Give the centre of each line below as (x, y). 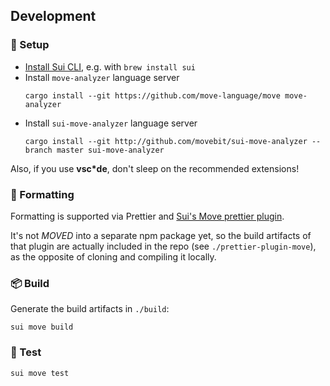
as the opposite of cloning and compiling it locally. (113, 256)
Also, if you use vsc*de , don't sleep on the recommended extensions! (155, 168)
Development (53, 16)
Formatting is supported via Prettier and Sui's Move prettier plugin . (147, 216)
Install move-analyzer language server (102, 77)
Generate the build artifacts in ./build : (90, 309)
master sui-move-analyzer (110, 150)
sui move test (40, 373)
